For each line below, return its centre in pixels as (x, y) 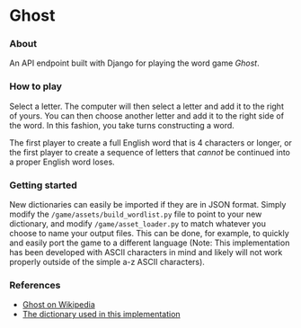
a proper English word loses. (62, 162)
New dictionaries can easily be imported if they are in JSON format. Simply (148, 205)
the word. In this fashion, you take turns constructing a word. (122, 125)
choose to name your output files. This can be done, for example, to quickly (149, 234)
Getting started (44, 185)
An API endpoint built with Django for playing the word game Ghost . (134, 63)
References (35, 285)
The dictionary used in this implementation (102, 315)
